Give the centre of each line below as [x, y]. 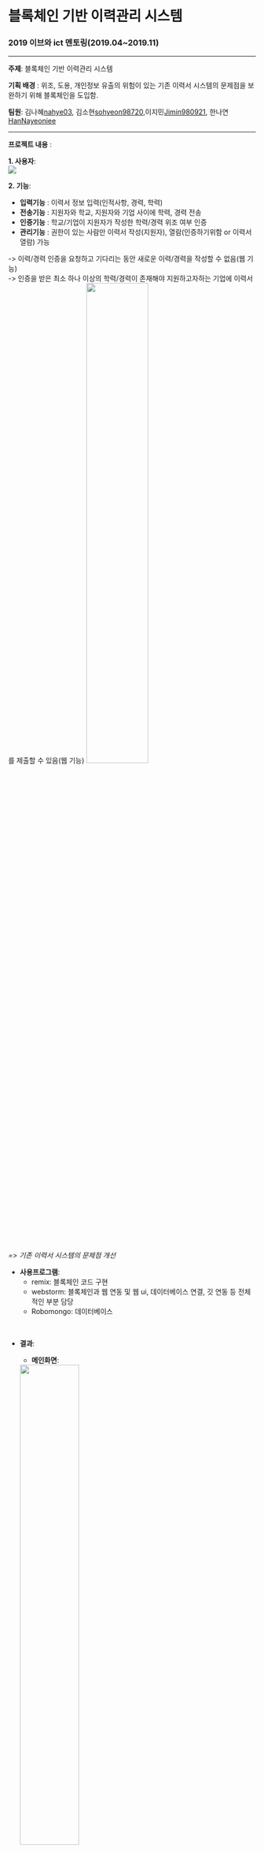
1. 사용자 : [22, 162]
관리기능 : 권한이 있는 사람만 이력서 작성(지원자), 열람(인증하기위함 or [125, 232]
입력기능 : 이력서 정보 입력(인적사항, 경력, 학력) [91, 202]
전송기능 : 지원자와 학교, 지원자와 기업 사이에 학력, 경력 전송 [110, 213]
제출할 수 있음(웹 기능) [50, 760]
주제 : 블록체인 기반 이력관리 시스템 [60, 69]
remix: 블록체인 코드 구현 [70, 1282]
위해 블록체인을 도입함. [64, 95]
